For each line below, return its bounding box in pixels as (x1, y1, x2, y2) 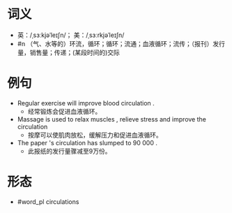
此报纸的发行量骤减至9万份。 (27, 147, 111, 155)
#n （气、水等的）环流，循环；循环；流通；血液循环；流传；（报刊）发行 (17, 39, 225, 47)
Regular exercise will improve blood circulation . (17, 98, 155, 107)
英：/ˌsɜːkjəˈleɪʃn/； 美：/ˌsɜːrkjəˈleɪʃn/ (17, 31, 125, 39)
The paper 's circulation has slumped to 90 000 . (17, 138, 158, 147)
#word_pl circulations (17, 197, 79, 206)
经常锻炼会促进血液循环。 (27, 107, 102, 115)
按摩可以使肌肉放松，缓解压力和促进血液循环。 (27, 131, 162, 139)
